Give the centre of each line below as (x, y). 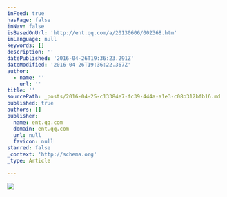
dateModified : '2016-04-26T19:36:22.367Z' (69, 65)
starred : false (29, 148)
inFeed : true (26, 13)
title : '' (21, 90)
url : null (27, 135)
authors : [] (24, 110)
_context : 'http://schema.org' (52, 155)
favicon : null (33, 142)
